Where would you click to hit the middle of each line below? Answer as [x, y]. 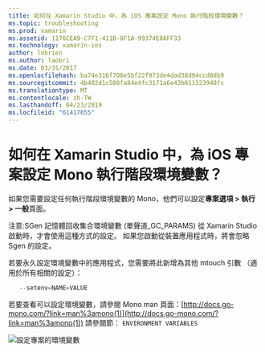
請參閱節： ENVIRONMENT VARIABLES [141, 322]
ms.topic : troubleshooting [53, 23]
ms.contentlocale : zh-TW [50, 98]
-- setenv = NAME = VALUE [53, 288]
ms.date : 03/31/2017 [43, 68]
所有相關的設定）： [52, 273]
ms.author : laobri [39, 61]
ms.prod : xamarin [37, 30]
